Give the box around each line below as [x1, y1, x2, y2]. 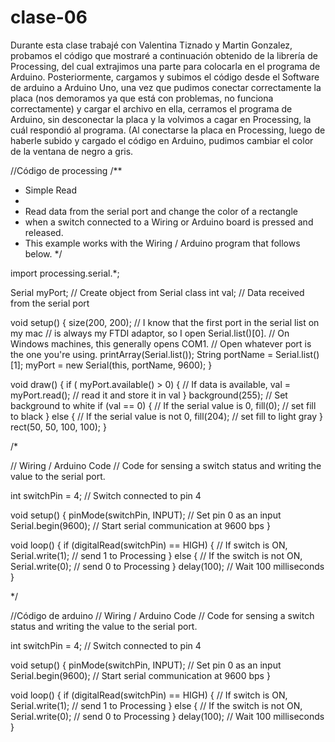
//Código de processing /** [10, 164, 123, 176]
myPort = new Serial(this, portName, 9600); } [25, 359, 213, 371]
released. [24, 226, 64, 238]
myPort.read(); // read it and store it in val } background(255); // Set [10, 389, 288, 401]
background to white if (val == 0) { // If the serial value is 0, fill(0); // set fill [10, 399, 317, 411]
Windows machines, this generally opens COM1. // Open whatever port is [10, 337, 312, 350]
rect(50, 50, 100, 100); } [10, 421, 107, 433]
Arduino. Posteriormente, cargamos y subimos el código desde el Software [10, 71, 320, 83]
